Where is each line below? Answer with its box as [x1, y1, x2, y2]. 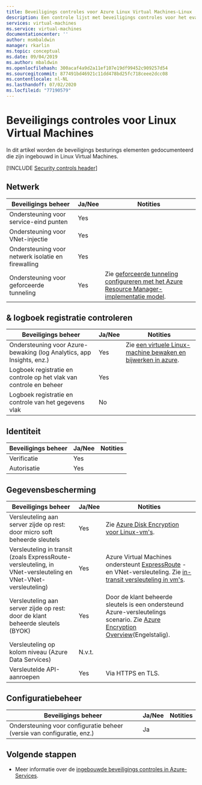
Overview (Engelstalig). [105, 630, 170, 639]
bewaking [9, 348, 37, 357]
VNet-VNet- [9, 575, 46, 584]
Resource [105, 284, 132, 293]
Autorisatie [9, 464, 40, 473]
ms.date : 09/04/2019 [6, 54, 58, 60]
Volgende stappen [6, 749, 77, 760]
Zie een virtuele [126, 341, 170, 349]
